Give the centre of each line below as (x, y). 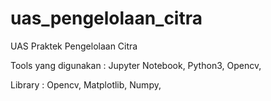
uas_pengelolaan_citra (106, 18)
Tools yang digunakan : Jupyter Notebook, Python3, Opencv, (136, 65)
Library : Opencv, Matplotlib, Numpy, (86, 84)
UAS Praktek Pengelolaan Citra (74, 46)
